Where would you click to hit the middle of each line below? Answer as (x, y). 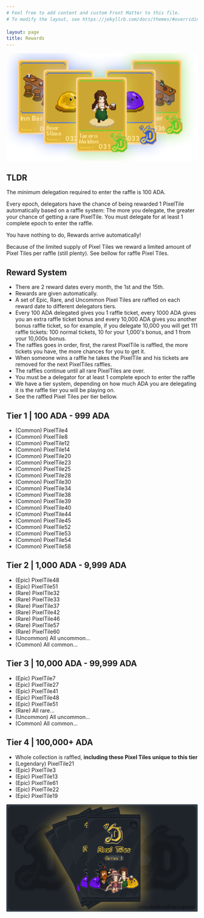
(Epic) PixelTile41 (36, 691)
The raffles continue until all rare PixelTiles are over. (80, 371)
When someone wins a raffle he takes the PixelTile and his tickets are (102, 358)
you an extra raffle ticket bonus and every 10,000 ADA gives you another (106, 319)
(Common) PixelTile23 (43, 463)
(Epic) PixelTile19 (36, 795)
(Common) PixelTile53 (43, 533)
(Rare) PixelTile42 (37, 612)
